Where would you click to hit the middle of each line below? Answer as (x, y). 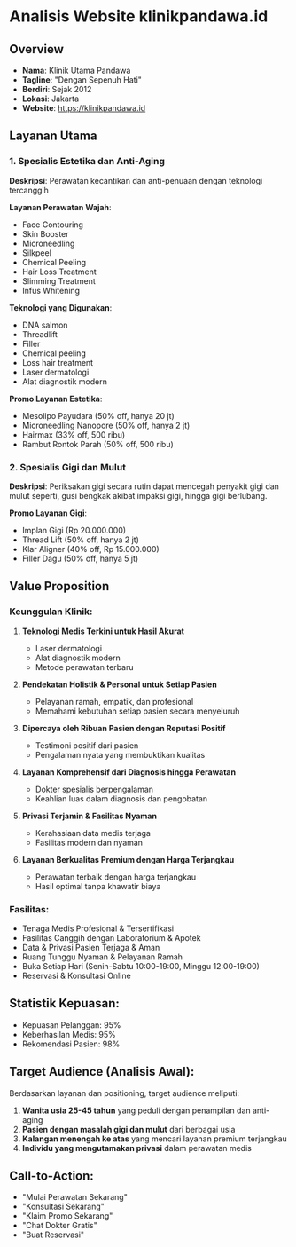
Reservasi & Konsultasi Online (76, 975)
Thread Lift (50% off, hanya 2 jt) (81, 540)
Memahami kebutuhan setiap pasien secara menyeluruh (137, 711)
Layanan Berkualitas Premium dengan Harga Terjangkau (128, 859)
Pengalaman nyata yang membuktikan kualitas (120, 754)
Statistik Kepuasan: (64, 1003)
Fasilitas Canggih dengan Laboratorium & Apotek (111, 937)
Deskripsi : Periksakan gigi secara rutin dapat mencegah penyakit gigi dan (144, 486)
